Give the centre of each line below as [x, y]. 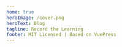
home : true [20, 12]
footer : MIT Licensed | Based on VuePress [61, 35]
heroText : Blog [26, 23]
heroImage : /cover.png [35, 18]
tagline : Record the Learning [45, 29]
